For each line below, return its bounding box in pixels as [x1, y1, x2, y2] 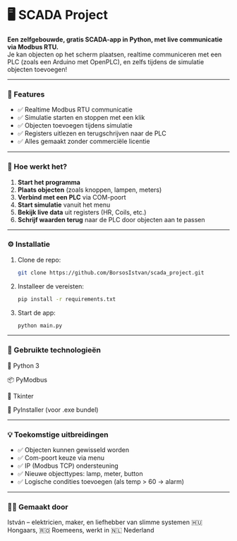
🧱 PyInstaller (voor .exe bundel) [7, 405, 99, 414]
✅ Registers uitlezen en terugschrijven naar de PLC [17, 129, 167, 138]
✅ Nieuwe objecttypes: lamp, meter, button [17, 470, 143, 478]
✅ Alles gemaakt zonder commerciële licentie [17, 137, 150, 146]
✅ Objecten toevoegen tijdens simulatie [17, 121, 133, 130]
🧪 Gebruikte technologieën [7, 345, 101, 355]
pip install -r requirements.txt [17, 296, 116, 303]
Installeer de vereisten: [17, 281, 85, 291]
